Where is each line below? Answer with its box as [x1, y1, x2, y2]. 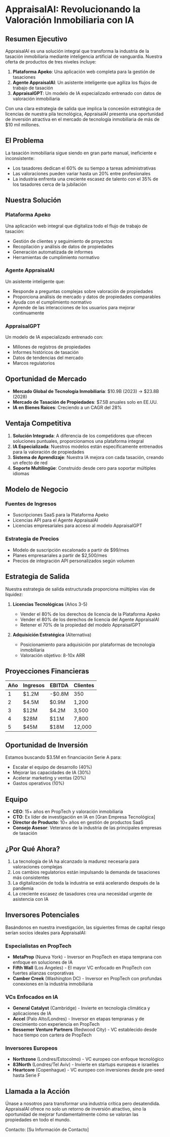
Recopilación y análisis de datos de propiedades [12, 243, 114, 249]
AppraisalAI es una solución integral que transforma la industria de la [5, 48, 150, 54]
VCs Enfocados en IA [5, 993, 58, 1000]
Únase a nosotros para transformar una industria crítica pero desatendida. [5, 1100, 161, 1107]
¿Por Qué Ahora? [5, 844, 60, 854]
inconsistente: [5, 155, 35, 161]
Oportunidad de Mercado [5, 375, 87, 383]
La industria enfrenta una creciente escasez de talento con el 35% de [12, 176, 158, 182]
